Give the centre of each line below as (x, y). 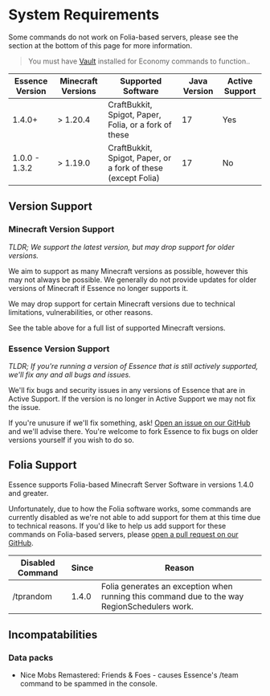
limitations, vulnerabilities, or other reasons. (81, 312)
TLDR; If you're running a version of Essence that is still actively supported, (133, 366)
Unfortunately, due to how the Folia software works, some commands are (130, 509)
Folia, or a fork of (140, 125)
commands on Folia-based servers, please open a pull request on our (123, 534)
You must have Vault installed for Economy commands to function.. (139, 61)
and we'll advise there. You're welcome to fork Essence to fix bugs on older (133, 431)
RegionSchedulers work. (147, 606)
